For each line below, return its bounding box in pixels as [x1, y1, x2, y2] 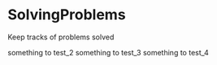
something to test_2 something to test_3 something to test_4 [7, 47, 209, 57]
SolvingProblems [7, 6, 127, 24]
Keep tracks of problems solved [7, 32, 115, 42]
